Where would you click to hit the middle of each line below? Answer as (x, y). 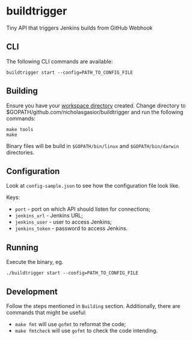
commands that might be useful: (46, 313)
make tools (20, 129)
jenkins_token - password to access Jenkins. (71, 228)
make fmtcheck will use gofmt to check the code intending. (86, 331)
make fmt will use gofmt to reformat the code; (70, 324)
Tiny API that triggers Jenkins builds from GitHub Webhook (79, 28)
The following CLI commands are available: (60, 61)
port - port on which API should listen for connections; (82, 209)
